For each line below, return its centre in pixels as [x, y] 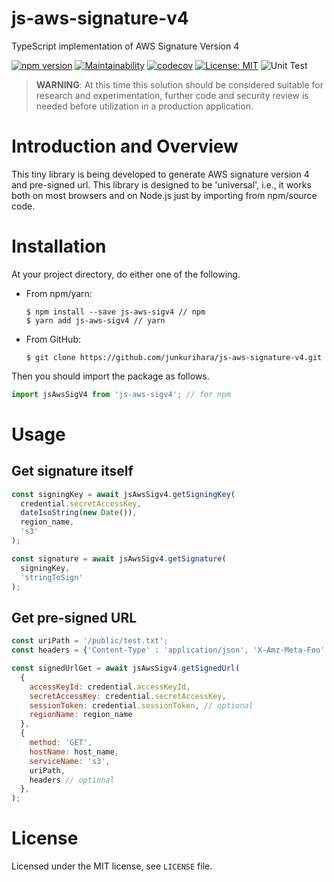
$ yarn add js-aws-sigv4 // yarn [95, 320]
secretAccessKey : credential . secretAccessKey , [128, 696]
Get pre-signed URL [74, 617]
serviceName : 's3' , [70, 761]
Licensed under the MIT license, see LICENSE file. [112, 866]
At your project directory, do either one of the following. [126, 274]
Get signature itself [72, 471]
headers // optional [72, 780]
